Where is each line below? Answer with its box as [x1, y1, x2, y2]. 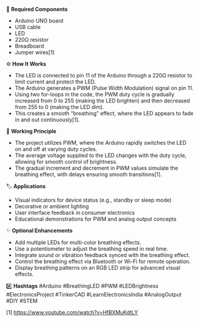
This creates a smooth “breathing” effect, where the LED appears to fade [14, 110, 194, 117]
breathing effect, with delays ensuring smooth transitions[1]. [14, 171, 162, 178]
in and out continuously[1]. [14, 116, 80, 123]
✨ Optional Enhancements [6, 227, 73, 234]
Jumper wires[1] [14, 49, 55, 56]
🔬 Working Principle [6, 128, 56, 135]
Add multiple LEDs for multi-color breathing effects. [14, 239, 141, 246]
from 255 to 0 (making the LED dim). [14, 104, 105, 110]
